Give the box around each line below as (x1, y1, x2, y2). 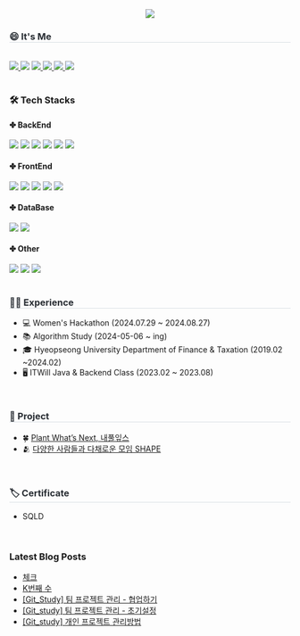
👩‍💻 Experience (9, 296, 74, 309)
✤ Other (9, 244, 40, 254)
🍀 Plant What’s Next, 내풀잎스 (21, 432, 129, 442)
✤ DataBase (9, 202, 55, 213)
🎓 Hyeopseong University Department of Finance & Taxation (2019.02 (21, 344, 283, 355)
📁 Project (9, 410, 50, 423)
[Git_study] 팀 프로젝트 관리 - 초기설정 (21, 606, 157, 616)
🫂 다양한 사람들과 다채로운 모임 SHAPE (21, 443, 162, 454)
